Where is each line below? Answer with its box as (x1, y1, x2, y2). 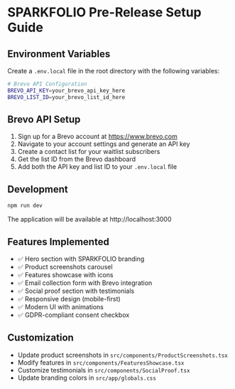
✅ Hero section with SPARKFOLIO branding (17, 254, 145, 263)
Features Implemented (7, 236, 110, 248)
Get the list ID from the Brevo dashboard (17, 155, 136, 164)
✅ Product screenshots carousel (17, 262, 113, 271)
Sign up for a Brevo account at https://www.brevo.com (17, 133, 177, 141)
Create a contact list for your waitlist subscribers (17, 147, 160, 156)
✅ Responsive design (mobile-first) (17, 294, 121, 303)
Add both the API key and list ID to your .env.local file (17, 162, 177, 171)
